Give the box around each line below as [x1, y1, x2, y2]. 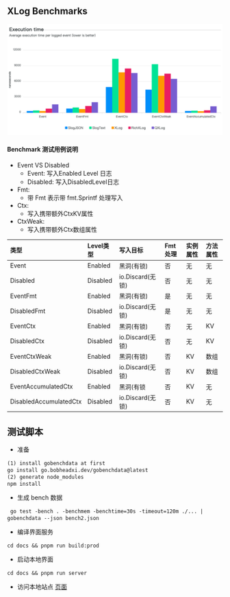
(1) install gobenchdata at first [7, 460, 106, 467]
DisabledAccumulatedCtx [10, 397, 82, 406]
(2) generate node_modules [7, 473, 84, 481]
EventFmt [10, 292, 37, 300]
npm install [7, 480, 41, 488]
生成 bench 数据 [16, 493, 63, 502]
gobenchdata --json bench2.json [7, 515, 99, 522]
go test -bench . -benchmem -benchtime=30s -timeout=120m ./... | [10, 508, 204, 515]
